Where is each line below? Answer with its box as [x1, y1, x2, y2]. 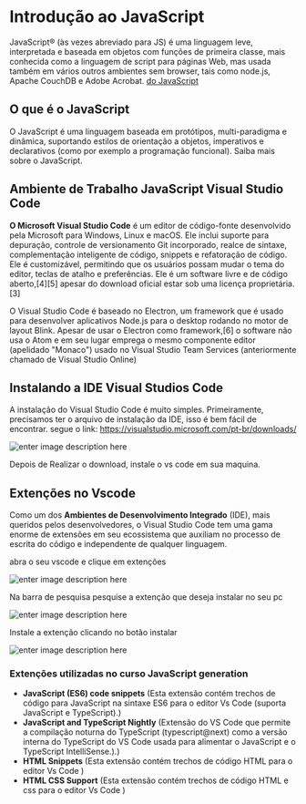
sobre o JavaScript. [9, 155, 84, 166]
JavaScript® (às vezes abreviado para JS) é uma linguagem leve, [9, 36, 253, 47]
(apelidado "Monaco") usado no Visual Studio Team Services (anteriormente [9, 344, 297, 355]
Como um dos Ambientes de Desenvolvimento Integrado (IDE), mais [9, 510, 270, 521]
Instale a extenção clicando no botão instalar [9, 627, 178, 638]
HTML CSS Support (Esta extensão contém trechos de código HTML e [22, 775, 289, 786]
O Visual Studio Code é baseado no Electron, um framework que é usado [9, 305, 284, 316]
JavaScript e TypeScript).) [22, 707, 122, 718]
